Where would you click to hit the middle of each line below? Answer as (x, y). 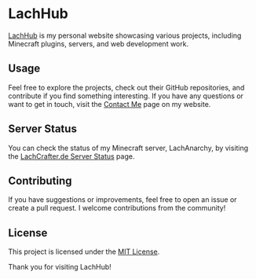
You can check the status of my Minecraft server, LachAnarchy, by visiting (128, 148)
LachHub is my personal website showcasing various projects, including (125, 35)
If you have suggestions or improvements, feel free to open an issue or (123, 200)
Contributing (40, 180)
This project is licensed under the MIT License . (84, 251)
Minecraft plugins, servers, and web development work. (99, 43)
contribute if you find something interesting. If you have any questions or (126, 96)
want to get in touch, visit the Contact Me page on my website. (110, 104)
